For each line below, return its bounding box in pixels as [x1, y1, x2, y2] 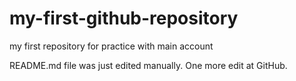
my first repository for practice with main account [9, 40, 214, 52]
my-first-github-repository [9, 7, 239, 30]
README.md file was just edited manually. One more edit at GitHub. [9, 59, 288, 71]
